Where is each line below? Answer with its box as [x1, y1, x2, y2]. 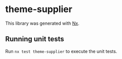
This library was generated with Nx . [5, 20, 79, 26]
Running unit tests [5, 35, 64, 43]
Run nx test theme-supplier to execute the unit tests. [5, 48, 117, 54]
